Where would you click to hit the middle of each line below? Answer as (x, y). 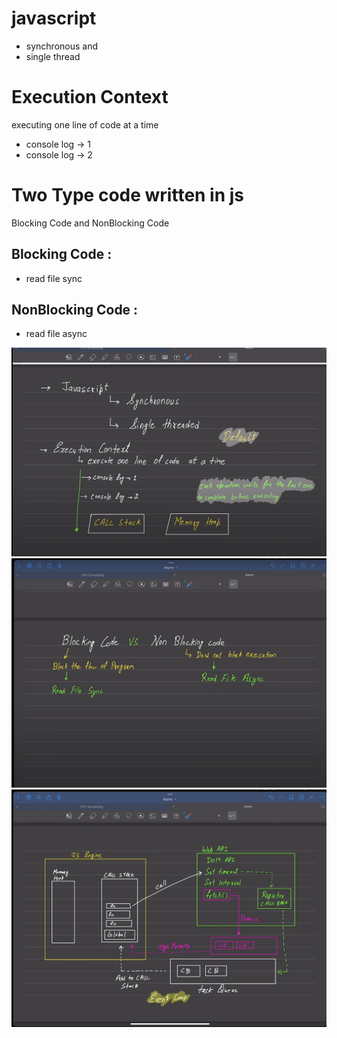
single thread (53, 56)
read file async (56, 334)
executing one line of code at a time (85, 124)
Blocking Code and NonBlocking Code (90, 223)
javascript (54, 18)
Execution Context (90, 97)
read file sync (54, 278)
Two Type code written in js (128, 195)
